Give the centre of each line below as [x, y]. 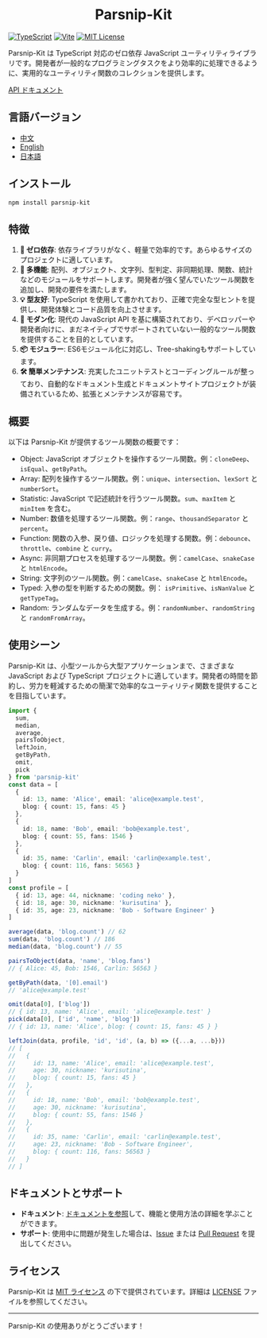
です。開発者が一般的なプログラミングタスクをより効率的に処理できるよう [136, 63]
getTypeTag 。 [41, 598]
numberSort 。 [41, 489]
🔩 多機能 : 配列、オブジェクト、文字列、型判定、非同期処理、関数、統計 [136, 270]
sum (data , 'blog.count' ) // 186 [62, 939]
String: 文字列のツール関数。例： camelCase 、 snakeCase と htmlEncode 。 [135, 578]
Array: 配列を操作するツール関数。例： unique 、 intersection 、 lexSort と [139, 479]
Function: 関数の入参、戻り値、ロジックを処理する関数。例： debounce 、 [137, 539]
